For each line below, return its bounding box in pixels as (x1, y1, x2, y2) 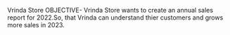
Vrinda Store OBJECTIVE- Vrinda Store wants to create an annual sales (7, 6, 213, 14)
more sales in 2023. (7, 21, 65, 29)
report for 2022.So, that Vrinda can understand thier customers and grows (7, 13, 224, 22)
